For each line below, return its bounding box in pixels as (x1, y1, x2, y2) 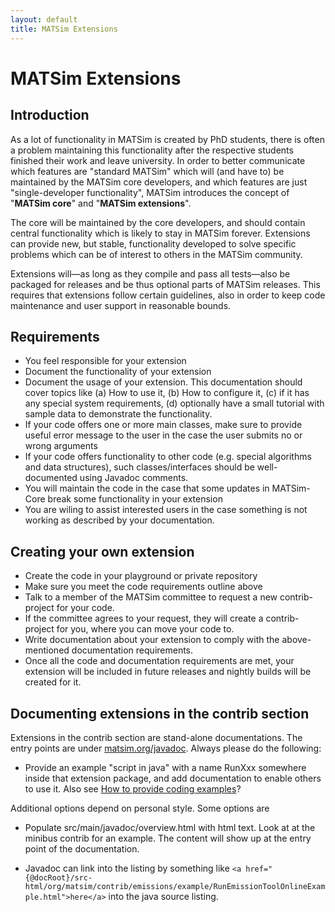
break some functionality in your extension (47, 493, 223, 505)
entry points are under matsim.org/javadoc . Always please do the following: (10, 742, 322, 754)
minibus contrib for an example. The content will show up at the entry (24, 832, 312, 844)
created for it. (24, 676, 82, 688)
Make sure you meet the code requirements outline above (24, 581, 263, 593)
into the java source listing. (108, 890, 219, 902)
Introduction (10, 107, 90, 124)
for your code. (56, 602, 115, 614)
